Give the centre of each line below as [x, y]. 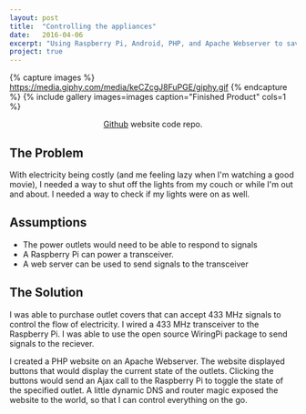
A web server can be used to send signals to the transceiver [135, 264]
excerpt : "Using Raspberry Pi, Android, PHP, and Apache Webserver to [146, 43]
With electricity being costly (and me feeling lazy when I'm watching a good [152, 175]
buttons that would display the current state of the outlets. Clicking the [142, 370]
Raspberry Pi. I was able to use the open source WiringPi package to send [148, 334]
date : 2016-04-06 [46, 35]
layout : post [34, 18]
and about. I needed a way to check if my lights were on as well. [130, 194]
